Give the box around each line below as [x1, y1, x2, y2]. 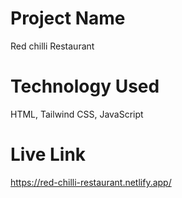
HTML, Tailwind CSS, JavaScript [10, 108, 144, 120]
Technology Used [10, 75, 160, 98]
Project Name [10, 7, 126, 30]
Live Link [10, 143, 87, 166]
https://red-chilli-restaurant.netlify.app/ [10, 176, 172, 188]
